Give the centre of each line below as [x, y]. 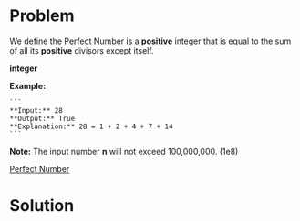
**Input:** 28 [36, 110]
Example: [28, 85]
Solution [42, 206]
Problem [42, 16]
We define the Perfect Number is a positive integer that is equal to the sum [150, 41]
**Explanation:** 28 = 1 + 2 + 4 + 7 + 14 [91, 126]
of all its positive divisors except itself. [82, 50]
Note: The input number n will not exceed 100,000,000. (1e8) [124, 151]
